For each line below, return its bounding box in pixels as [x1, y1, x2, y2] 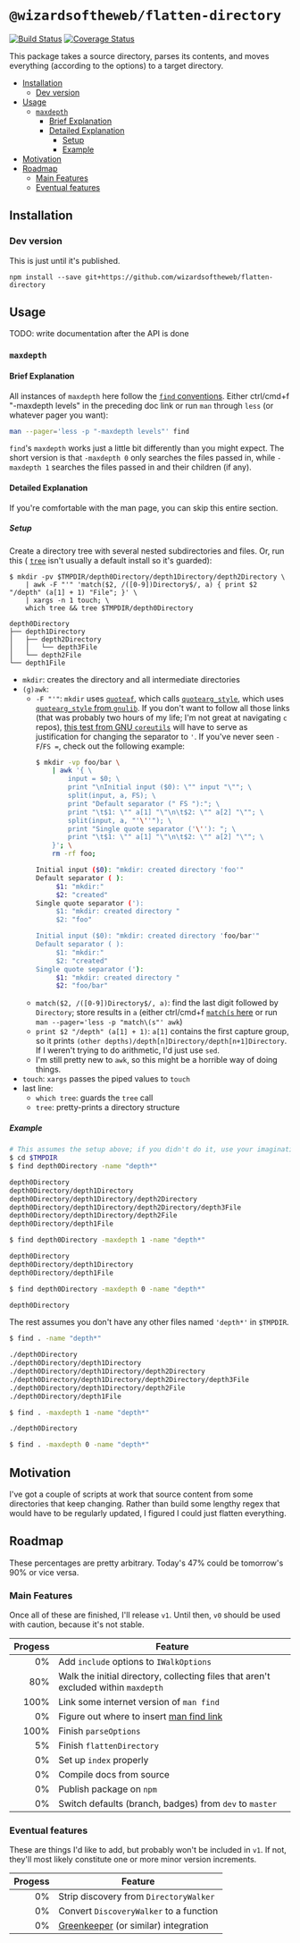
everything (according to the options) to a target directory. [9, 60, 224, 71]
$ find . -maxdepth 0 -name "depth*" [9, 1440, 150, 1449]
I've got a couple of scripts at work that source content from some [9, 1489, 254, 1500]
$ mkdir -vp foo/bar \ [35, 758, 121, 767]
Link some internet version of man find [57, 1696, 221, 1709]
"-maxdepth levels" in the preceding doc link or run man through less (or [9, 400, 274, 411]
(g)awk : [21, 683, 49, 694]
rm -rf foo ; [52, 849, 96, 859]
